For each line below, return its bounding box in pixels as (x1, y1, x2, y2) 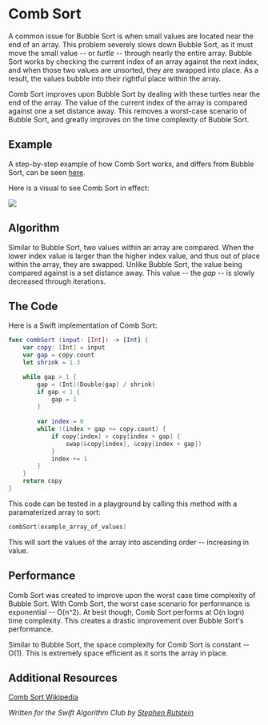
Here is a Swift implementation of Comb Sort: (8, 321, 158, 330)
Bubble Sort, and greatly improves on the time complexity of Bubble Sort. (8, 114, 250, 124)
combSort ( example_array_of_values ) (8, 523, 127, 531)
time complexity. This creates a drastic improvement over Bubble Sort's (8, 615, 244, 625)
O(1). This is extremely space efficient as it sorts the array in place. (8, 648, 229, 658)
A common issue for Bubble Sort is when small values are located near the (8, 31, 254, 41)
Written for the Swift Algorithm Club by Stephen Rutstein (8, 708, 194, 718)
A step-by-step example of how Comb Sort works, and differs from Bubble (8, 159, 254, 169)
